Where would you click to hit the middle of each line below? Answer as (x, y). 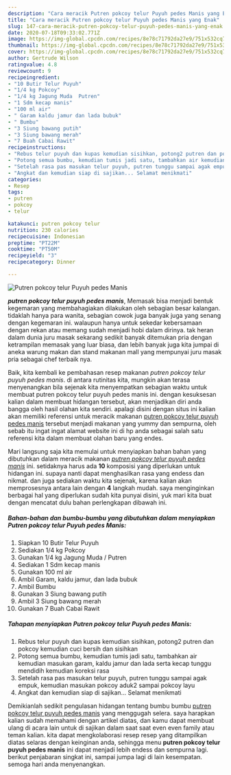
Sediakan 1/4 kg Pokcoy (51, 550)
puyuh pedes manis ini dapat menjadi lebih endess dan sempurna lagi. (108, 750)
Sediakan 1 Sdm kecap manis (59, 564)
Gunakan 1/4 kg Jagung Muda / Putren (72, 557)
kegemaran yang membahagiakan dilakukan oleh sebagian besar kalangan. (114, 308)
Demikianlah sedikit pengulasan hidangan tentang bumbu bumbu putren (110, 706)
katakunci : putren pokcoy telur (54, 224)
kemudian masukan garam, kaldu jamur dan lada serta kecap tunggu (114, 663)
